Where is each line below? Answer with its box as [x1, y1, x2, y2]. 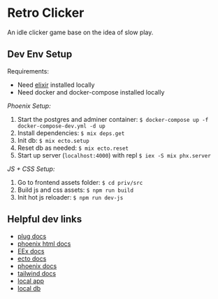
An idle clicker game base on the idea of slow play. [7, 28, 154, 36]
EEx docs [17, 246, 45, 255]
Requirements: [7, 67, 49, 75]
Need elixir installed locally [17, 81, 95, 89]
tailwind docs [17, 269, 57, 277]
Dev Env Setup [7, 48, 73, 60]
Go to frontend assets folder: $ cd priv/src [17, 178, 143, 186]
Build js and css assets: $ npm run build [17, 186, 134, 194]
